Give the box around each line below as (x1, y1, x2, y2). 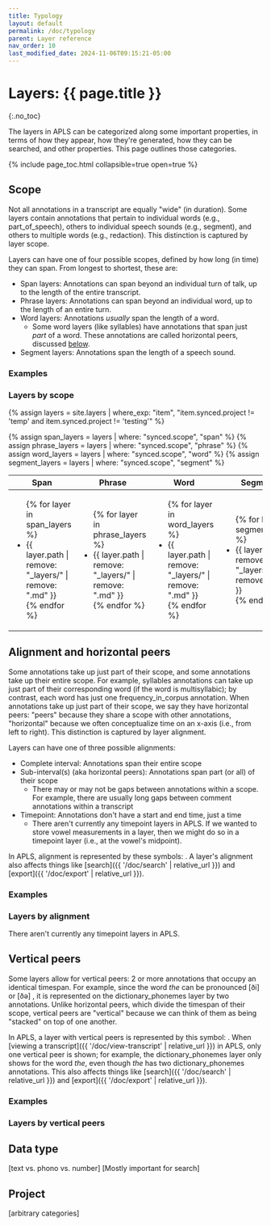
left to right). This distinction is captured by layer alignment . (8, 727, 206, 737)
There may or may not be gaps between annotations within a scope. (31, 784, 259, 793)
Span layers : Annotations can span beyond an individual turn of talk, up (19, 278, 258, 288)
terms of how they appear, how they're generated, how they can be (8, 135, 232, 145)
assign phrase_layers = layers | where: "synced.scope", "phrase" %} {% (8, 440, 248, 450)
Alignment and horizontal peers (8, 645, 171, 659)
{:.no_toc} (8, 111, 41, 120)
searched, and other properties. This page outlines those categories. (8, 143, 237, 154)
